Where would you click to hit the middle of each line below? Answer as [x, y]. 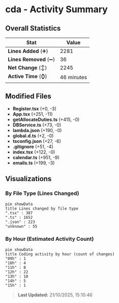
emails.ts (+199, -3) [34, 163]
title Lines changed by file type [42, 208]
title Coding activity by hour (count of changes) [60, 254]
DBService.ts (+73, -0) [37, 125]
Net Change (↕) [27, 68]
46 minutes [73, 77]
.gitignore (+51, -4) [33, 146]
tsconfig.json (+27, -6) [37, 141]
